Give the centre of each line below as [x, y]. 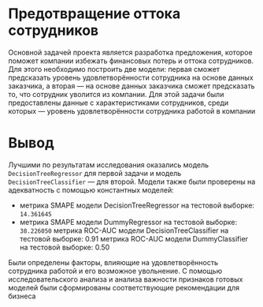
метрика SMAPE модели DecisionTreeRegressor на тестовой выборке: [137, 205]
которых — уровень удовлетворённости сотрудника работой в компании [132, 110]
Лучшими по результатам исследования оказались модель [109, 165]
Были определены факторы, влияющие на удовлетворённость [113, 262]
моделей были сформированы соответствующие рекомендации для [124, 287]
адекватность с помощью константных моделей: [91, 189]
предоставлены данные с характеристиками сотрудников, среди [119, 103]
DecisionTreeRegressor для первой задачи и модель [95, 173]
